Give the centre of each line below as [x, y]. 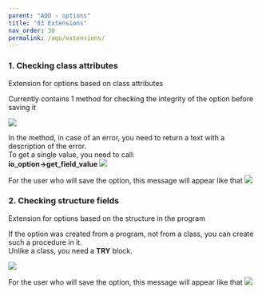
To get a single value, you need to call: [71, 154]
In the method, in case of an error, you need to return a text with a [117, 137]
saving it [22, 107]
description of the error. [48, 146]
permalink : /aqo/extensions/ [57, 38]
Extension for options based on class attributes [86, 83]
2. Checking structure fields [64, 201]
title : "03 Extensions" [48, 23]
